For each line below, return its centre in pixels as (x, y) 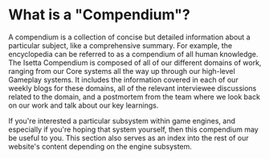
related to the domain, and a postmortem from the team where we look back (134, 96)
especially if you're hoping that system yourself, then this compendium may (133, 129)
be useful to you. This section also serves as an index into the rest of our (128, 137)
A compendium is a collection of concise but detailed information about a (129, 37)
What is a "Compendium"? (99, 15)
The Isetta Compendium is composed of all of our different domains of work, (135, 63)
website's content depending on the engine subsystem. (100, 146)
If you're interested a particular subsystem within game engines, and (122, 120)
